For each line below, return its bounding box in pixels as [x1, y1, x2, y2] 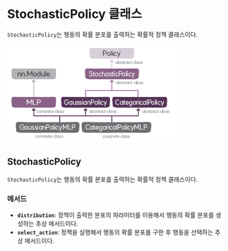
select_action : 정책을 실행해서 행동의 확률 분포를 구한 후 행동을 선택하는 [17, 228, 214, 237]
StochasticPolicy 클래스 [7, 6, 143, 22]
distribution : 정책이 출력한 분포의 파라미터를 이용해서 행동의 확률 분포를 [17, 211, 215, 219]
